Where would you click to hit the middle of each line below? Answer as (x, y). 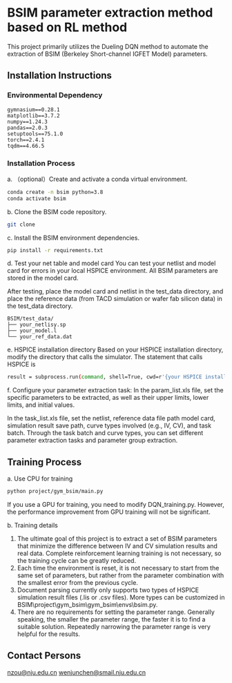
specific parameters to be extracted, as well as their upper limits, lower (108, 398)
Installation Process (41, 163)
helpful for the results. (49, 634)
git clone (21, 224)
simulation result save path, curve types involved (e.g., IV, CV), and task (109, 425)
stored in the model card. (43, 278)
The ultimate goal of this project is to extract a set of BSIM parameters (117, 538)
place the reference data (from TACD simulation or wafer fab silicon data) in (115, 299)
